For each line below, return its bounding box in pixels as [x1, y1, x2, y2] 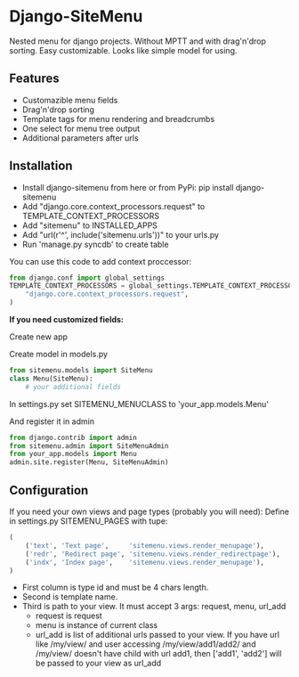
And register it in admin [9, 416, 95, 427]
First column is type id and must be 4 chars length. [21, 582, 209, 593]
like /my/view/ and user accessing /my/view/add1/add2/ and [35, 639, 256, 649]
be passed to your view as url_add [35, 657, 162, 669]
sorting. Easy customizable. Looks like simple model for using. [9, 45, 238, 55]
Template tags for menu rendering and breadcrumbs [21, 113, 215, 124]
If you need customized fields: [9, 314, 125, 325]
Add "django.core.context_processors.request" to [21, 200, 206, 211]
